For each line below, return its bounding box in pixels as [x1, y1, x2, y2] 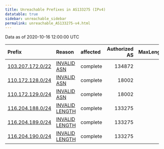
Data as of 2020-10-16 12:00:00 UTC [5, 34, 80, 40]
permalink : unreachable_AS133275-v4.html [5, 20, 91, 26]
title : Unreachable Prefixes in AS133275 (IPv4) [5, 7, 106, 12]
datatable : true [5, 12, 38, 17]
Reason [56, 49, 74, 56]
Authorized [106, 46, 134, 53]
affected [80, 49, 101, 56]
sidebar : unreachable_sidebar [5, 16, 67, 21]
